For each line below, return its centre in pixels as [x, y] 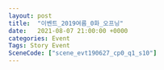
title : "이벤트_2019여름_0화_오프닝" [66, 23]
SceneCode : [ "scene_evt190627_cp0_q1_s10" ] [83, 53]
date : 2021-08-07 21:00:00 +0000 [68, 31]
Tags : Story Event [39, 46]
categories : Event [39, 38]
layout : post [30, 16]
